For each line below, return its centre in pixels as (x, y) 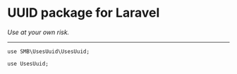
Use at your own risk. (38, 32)
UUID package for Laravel (84, 13)
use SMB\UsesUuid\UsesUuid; (49, 51)
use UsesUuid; (28, 64)
